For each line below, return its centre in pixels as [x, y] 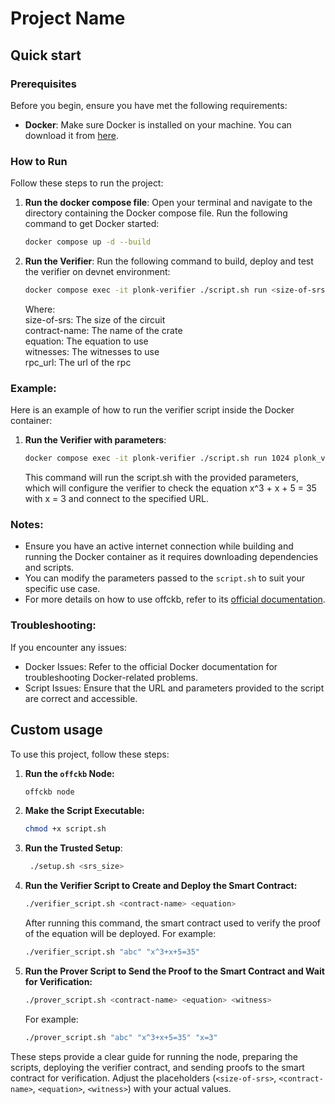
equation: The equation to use [86, 341]
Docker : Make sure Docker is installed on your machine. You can [158, 124]
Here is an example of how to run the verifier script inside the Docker [152, 410]
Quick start [46, 55]
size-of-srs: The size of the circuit [95, 319]
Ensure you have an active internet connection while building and [159, 546]
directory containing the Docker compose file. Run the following [156, 213]
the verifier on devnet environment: [97, 272]
